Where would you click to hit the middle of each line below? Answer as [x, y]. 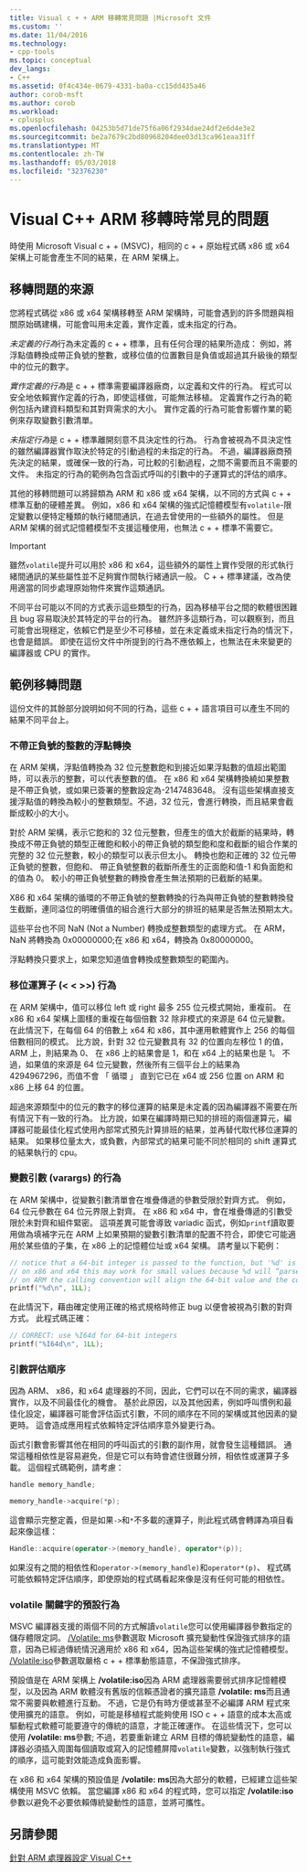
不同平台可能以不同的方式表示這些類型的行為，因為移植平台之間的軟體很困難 [153, 607]
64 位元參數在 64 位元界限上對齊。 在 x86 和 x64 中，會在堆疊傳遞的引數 [147, 1211]
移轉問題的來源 [52, 289]
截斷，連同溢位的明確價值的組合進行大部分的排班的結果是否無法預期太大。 [157, 909]
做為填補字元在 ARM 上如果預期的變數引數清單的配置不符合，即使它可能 [153, 1234]
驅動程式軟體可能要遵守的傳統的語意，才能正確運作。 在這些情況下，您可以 [151, 1726]
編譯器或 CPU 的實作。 [53, 653]
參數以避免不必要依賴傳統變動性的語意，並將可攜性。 [110, 1802]
